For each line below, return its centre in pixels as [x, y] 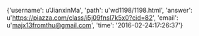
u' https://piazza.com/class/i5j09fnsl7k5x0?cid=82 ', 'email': [93, 18]
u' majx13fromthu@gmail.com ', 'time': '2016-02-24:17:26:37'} [95, 25]
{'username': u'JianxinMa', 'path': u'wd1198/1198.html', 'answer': [99, 10]
